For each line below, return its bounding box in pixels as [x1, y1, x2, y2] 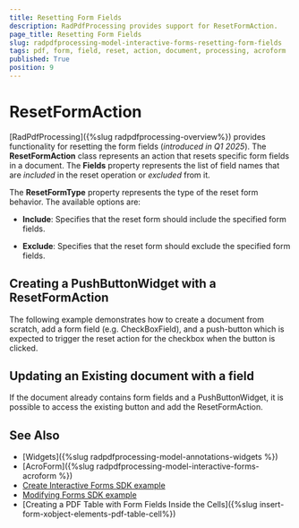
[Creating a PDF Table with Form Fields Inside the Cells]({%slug [21, 499, 258, 510]
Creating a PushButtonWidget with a [9, 276, 217, 291]
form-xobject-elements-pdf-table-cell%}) [21, 508, 176, 520]
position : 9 [9, 64, 54, 73]
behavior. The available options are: [9, 196, 141, 207]
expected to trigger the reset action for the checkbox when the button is [9, 333, 276, 343]
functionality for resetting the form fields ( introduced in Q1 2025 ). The [9, 141, 267, 151]
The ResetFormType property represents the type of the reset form [9, 186, 259, 197]
